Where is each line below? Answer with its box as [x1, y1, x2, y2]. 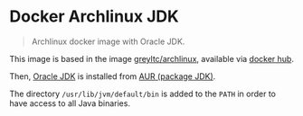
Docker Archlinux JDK [9, 6, 179, 27]
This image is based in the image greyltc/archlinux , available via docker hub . [9, 53, 294, 64]
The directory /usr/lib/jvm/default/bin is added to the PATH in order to [9, 88, 276, 99]
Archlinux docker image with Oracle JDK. [31, 36, 185, 47]
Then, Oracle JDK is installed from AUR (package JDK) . [9, 70, 216, 82]
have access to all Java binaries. [9, 97, 131, 109]
